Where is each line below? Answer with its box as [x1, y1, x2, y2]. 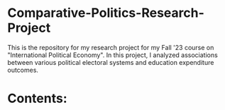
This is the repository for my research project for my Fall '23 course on [7, 43, 214, 51]
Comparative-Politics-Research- [7, 5, 204, 21]
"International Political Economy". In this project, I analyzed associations [7, 51, 218, 59]
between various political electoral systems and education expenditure [7, 58, 214, 66]
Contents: [7, 90, 67, 106]
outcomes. [7, 66, 39, 74]
